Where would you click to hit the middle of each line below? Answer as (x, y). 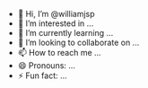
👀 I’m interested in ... (56, 23)
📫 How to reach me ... (59, 53)
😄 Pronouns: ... (47, 66)
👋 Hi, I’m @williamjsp (57, 14)
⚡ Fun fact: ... (42, 75)
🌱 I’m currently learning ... (65, 33)
